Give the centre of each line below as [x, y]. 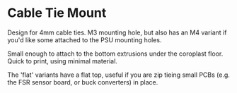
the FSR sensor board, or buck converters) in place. [83, 82]
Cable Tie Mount [57, 13]
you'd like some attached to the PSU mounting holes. [85, 39]
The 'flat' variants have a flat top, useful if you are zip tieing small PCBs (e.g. [118, 75]
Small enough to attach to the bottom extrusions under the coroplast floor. [115, 54]
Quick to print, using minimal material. [63, 61]
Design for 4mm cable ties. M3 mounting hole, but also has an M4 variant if [117, 32]
